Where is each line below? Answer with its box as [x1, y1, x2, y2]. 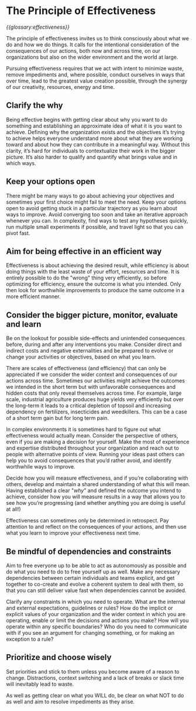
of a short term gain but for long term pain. [6, 415, 109, 422]
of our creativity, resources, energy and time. [6, 83, 115, 90]
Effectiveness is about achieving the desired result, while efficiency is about [6, 262, 189, 269]
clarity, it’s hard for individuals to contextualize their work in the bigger [6, 147, 176, 154]
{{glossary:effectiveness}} [6, 23, 70, 30]
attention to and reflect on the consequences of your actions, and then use [6, 523, 187, 531]
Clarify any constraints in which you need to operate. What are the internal [6, 599, 185, 605]
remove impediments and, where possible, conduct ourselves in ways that [6, 71, 185, 78]
